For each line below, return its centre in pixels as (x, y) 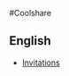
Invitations (41, 63)
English (30, 41)
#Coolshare (31, 13)
